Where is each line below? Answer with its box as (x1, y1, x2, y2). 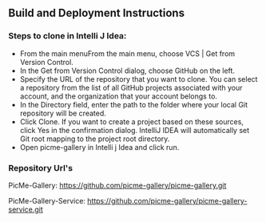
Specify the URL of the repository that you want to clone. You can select (19, 74, 258, 83)
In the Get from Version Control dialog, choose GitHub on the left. (19, 66, 236, 75)
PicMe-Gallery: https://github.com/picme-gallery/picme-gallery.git (8, 180, 227, 190)
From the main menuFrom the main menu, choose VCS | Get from (19, 48, 236, 59)
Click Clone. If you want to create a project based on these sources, (19, 116, 244, 127)
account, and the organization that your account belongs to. (19, 91, 218, 101)
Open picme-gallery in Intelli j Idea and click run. (19, 142, 180, 151)
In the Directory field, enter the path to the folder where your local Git (19, 99, 248, 109)
